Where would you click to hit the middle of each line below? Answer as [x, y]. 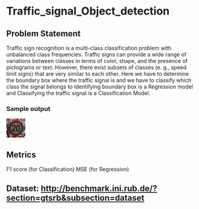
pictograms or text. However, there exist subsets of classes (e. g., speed [96, 67]
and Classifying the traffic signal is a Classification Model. [78, 93]
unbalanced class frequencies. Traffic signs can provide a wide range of [96, 55]
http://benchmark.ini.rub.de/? [99, 188]
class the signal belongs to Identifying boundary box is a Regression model [100, 87]
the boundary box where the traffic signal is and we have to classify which [99, 80]
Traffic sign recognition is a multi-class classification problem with [89, 48]
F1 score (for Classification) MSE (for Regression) [68, 169]
